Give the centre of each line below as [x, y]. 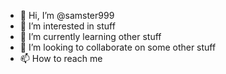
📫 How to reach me [61, 58]
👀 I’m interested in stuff [67, 26]
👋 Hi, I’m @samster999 [67, 15]
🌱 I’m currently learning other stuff [90, 36]
